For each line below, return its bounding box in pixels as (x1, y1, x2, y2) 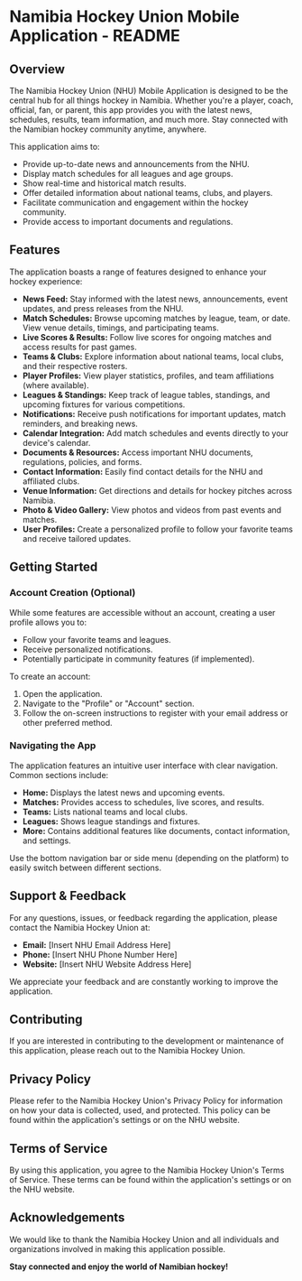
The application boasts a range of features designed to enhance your (9, 266, 267, 277)
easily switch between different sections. (9, 862, 162, 873)
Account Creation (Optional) (9, 587, 136, 599)
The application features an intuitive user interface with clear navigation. (9, 760, 279, 771)
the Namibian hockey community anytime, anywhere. (9, 124, 207, 135)
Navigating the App (9, 739, 96, 752)
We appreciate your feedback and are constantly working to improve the (9, 976, 279, 987)
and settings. (22, 835, 71, 846)
